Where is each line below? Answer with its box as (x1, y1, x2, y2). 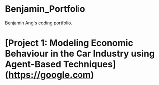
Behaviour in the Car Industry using (5, 48, 155, 59)
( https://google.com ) (5, 69, 94, 81)
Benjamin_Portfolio (5, 3, 85, 15)
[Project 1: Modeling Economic (5, 37, 133, 49)
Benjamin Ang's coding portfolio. (5, 20, 72, 26)
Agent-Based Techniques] (5, 59, 116, 70)
